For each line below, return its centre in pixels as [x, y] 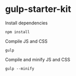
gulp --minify [20, 69]
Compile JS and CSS [27, 41]
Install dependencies [27, 23]
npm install [17, 32]
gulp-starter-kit [38, 9]
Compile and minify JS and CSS [38, 59]
